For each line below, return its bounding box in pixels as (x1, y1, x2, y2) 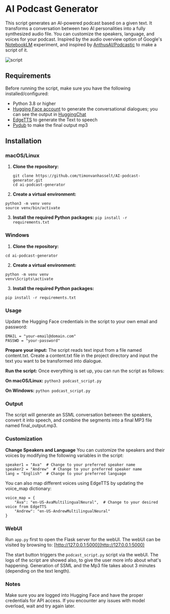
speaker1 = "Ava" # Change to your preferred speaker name (5, 462, 136, 467)
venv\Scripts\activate (5, 276, 53, 282)
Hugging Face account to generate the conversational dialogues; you (12, 105, 158, 112)
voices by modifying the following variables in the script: (5, 452, 124, 458)
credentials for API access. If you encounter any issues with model (5, 598, 145, 604)
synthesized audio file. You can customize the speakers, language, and (5, 31, 155, 37)
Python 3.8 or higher (12, 100, 56, 106)
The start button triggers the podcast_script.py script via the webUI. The (5, 551, 159, 557)
